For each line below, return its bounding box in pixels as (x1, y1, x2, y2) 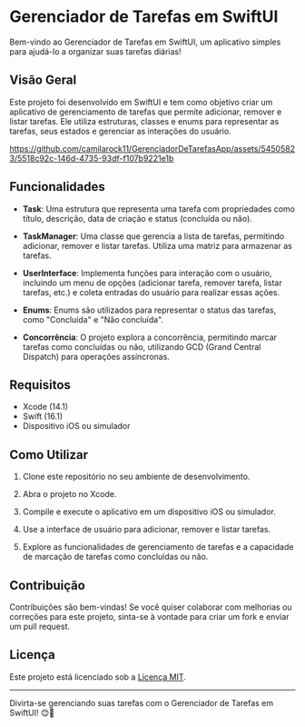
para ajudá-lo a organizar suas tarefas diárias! (9, 45, 182, 56)
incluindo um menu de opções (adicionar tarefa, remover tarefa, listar (22, 277, 283, 288)
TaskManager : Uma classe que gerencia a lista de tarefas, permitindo (22, 230, 285, 242)
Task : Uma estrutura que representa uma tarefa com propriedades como (22, 203, 295, 214)
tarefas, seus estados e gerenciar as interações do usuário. (9, 125, 231, 136)
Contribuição (9, 577, 86, 593)
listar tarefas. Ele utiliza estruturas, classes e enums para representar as (9, 115, 280, 126)
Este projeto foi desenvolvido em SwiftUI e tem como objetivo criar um (9, 96, 273, 107)
